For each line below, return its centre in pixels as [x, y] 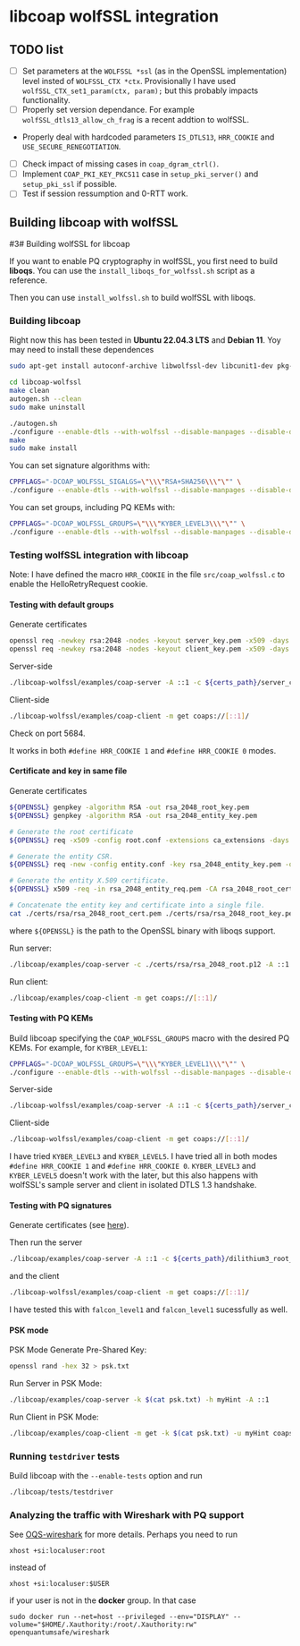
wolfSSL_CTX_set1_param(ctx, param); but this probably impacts [140, 90]
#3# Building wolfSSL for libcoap [70, 244]
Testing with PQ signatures [61, 1205]
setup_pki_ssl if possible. [70, 184]
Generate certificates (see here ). [69, 1225]
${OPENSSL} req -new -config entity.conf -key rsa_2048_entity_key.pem [145, 865]
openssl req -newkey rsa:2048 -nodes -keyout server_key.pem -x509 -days [150, 641]
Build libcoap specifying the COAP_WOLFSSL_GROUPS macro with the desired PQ [150, 1038]
